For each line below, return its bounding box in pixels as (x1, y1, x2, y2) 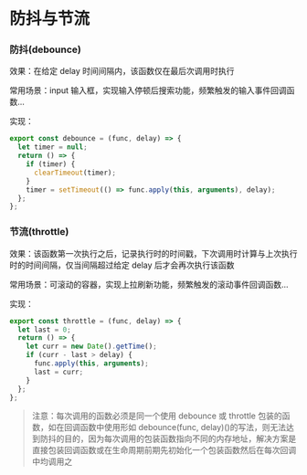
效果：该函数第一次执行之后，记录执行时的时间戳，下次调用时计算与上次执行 (9, 248, 298, 259)
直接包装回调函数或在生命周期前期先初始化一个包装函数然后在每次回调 (31, 445, 297, 456)
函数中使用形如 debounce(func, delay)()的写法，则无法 (79, 422, 286, 433)
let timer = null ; (17, 142, 89, 152)
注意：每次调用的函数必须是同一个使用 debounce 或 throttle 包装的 (31, 410, 282, 421)
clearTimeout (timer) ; (33, 168, 117, 177)
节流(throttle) (9, 226, 69, 238)
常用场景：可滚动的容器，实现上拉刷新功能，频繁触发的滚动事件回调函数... (9, 279, 290, 290)
